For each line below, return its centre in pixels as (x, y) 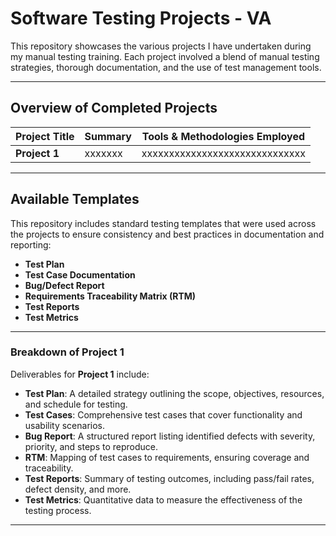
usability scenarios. (65, 425)
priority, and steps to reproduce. (91, 446)
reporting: (31, 244)
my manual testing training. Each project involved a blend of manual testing (165, 56)
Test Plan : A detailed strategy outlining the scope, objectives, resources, (174, 393)
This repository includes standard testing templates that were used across (163, 223)
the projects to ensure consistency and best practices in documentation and (167, 234)
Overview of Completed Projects (114, 108)
